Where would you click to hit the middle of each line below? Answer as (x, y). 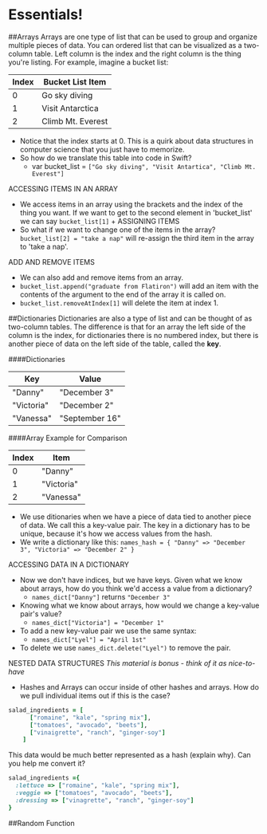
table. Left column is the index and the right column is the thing (138, 53)
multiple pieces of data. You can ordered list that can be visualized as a (125, 45)
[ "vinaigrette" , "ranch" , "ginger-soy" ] (97, 732)
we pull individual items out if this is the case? (95, 695)
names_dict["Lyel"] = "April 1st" (89, 639)
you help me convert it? (47, 764)
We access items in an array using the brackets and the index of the (131, 204)
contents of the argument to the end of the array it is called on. (123, 294)
